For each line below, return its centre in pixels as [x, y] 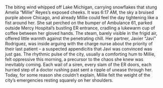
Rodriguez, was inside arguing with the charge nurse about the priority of [79, 44]
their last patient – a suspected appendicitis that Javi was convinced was [79, 49]
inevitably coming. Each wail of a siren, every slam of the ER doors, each [78, 64]
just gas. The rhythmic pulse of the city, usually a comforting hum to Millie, [80, 54]
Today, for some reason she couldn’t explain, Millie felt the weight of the [78, 75]
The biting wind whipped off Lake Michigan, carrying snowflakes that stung [81, 7]
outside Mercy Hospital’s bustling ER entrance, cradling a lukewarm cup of [80, 28]
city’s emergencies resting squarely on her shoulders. [59, 80]
